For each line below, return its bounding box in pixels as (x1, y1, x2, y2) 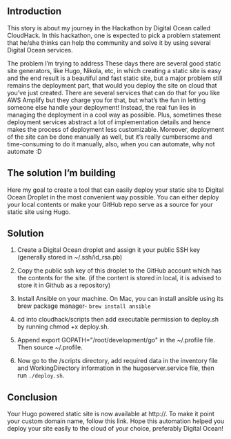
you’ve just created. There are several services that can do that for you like (7, 88, 221, 97)
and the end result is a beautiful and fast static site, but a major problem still (7, 74, 223, 82)
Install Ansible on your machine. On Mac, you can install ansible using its (17, 295, 224, 303)
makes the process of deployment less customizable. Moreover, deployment (7, 125, 224, 133)
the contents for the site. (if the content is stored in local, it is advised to (17, 274, 222, 282)
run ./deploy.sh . (17, 371, 65, 380)
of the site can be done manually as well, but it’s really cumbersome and (7, 133, 212, 141)
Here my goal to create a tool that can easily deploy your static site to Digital (7, 186, 224, 194)
